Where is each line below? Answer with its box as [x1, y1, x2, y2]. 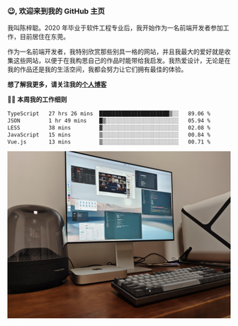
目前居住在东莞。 [19, 33, 69, 41]
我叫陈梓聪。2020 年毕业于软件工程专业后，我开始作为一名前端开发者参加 [7, 23, 223, 33]
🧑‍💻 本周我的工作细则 [7, 95, 67, 104]
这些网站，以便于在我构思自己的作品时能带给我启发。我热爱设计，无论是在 [13, 57, 231, 65]
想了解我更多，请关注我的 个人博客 [7, 80, 107, 89]
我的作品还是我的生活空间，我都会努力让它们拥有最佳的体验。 [7, 65, 188, 74]
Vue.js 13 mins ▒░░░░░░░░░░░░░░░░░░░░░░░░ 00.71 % [7, 139, 211, 146]
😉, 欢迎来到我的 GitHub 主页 [7, 6, 105, 16]
